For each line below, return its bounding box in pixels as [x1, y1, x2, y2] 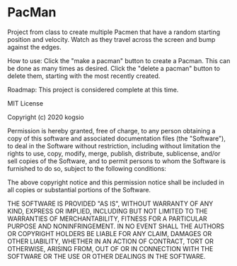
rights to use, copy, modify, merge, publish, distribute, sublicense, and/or [7, 149, 221, 157]
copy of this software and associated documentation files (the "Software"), [7, 134, 226, 143]
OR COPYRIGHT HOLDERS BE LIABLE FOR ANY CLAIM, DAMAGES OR [7, 229, 212, 238]
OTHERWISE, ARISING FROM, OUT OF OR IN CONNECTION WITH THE [7, 244, 214, 253]
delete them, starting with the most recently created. [7, 72, 161, 80]
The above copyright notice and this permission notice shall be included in [7, 178, 224, 187]
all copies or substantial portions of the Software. [7, 185, 151, 194]
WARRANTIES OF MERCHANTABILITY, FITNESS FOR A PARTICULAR [7, 214, 207, 223]
